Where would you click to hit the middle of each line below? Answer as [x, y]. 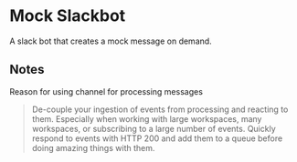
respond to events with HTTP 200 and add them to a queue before [157, 138]
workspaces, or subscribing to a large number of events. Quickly [154, 128]
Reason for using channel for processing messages [106, 91]
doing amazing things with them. [93, 147]
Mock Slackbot [68, 16]
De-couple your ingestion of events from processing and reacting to [160, 109]
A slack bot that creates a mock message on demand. [111, 41]
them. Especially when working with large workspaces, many [147, 118]
